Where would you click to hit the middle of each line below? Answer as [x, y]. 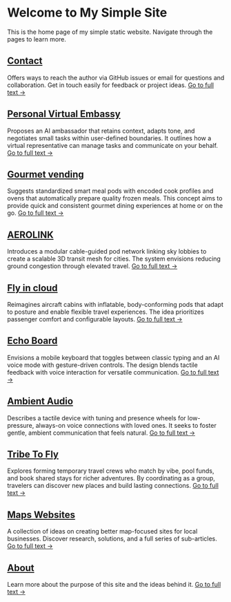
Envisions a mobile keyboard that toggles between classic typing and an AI [113, 357]
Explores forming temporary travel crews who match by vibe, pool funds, [111, 471]
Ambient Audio [40, 401]
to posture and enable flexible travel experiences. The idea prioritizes [106, 312]
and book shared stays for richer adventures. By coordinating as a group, [111, 478]
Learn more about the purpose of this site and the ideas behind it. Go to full [114, 585]
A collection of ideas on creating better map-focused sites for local [102, 532]
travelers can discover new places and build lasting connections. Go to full [113, 486]
